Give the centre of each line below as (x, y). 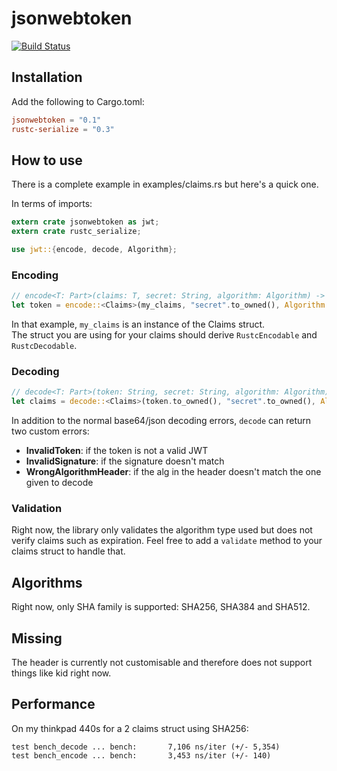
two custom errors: (50, 431)
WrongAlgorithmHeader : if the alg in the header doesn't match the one (173, 472)
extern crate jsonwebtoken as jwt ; (85, 222)
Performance (53, 704)
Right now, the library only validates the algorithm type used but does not (162, 530)
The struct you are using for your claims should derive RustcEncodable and (164, 334)
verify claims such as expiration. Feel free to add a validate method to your (167, 541)
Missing (37, 638)
